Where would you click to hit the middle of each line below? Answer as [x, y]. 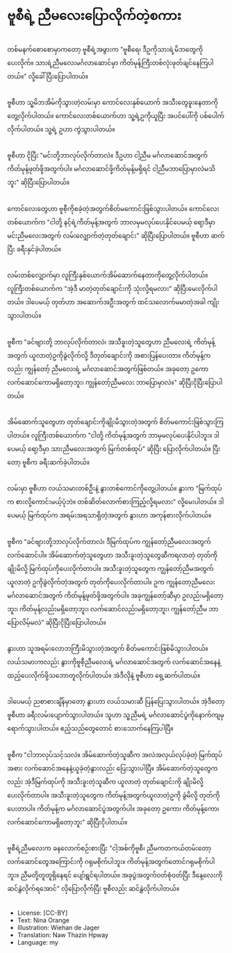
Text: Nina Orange [43, 920]
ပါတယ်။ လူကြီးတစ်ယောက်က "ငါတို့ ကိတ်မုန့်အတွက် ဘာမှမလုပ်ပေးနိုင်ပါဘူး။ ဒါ [114, 435]
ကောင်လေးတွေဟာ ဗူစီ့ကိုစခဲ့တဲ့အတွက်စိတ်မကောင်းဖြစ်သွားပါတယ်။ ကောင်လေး [113, 208]
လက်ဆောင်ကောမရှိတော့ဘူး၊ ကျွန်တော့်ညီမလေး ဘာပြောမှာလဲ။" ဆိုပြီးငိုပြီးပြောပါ [115, 382]
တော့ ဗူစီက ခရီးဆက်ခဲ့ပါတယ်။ [49, 462]
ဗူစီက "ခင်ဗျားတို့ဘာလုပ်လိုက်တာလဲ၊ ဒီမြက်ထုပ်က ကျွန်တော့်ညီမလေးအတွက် [109, 541]
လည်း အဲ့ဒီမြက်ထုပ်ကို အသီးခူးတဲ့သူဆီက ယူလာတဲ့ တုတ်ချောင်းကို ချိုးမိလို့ [105, 781]
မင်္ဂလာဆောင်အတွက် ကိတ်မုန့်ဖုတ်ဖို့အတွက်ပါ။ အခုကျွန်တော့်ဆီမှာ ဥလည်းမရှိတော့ [115, 595]
